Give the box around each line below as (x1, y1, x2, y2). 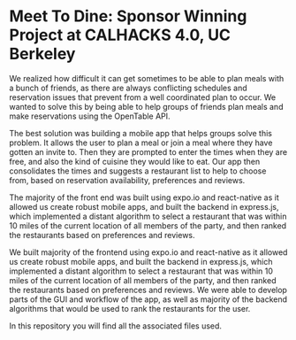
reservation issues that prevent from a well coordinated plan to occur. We (9, 91, 277, 103)
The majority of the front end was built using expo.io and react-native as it (9, 192, 280, 203)
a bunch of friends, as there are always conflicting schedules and (9, 82, 247, 93)
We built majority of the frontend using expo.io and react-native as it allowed (9, 246, 288, 258)
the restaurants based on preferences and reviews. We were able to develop (9, 284, 287, 295)
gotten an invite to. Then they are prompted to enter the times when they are (9, 146, 288, 157)
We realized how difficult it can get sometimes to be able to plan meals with (9, 73, 285, 83)
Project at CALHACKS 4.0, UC (9, 25, 231, 45)
